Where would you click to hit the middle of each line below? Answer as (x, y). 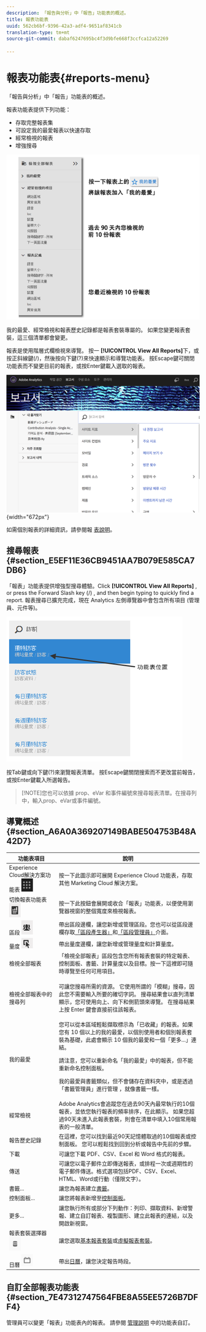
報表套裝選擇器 (28, 1233)
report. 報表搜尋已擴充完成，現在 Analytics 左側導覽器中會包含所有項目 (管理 (103, 600)
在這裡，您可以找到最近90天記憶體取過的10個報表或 (125, 1136)
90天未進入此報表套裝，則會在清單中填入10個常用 (128, 1119)
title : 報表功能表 (28, 19)
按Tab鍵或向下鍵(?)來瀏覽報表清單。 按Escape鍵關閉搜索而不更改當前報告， (102, 772)
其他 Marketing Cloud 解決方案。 (100, 882)
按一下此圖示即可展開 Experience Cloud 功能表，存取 (126, 875)
